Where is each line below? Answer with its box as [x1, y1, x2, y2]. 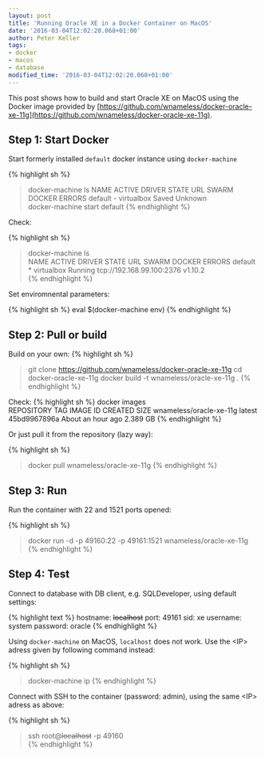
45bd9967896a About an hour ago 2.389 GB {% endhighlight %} [8, 414, 222, 424]
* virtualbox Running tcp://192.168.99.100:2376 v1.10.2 [27, 265, 205, 275]
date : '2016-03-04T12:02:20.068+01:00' [8, 26, 141, 34]
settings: [8, 596, 38, 607]
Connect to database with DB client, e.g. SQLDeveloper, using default [8, 589, 237, 598]
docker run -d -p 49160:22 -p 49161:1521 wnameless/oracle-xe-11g [27, 536, 249, 545]
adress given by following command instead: [8, 644, 156, 655]
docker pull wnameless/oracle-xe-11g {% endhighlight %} [27, 461, 218, 470]
